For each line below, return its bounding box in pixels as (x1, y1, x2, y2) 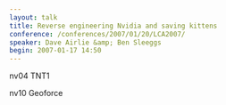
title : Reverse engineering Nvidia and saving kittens (9, 21, 218, 30)
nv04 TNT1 (9, 70, 51, 81)
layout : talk (9, 12, 58, 22)
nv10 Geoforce (9, 88, 63, 99)
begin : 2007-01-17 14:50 (9, 46, 102, 55)
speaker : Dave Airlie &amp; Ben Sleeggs (9, 37, 163, 47)
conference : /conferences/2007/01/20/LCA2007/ (9, 29, 186, 38)
